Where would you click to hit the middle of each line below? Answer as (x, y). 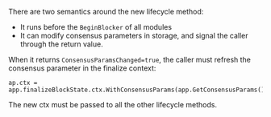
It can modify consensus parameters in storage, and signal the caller (134, 36)
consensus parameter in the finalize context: (82, 68)
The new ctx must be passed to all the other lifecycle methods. (113, 105)
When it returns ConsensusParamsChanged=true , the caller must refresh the (130, 60)
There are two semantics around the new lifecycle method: (106, 12)
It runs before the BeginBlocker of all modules (96, 27)
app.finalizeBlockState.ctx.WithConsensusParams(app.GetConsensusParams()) (138, 90)
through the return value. (61, 44)
